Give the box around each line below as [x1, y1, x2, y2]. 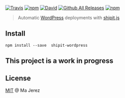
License [5, 74, 31, 82]
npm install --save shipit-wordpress [5, 43, 88, 48]
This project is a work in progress [5, 56, 114, 66]
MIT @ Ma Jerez [5, 87, 40, 93]
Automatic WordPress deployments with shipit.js [17, 15, 120, 20]
